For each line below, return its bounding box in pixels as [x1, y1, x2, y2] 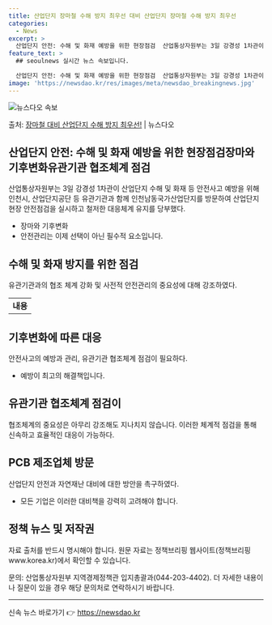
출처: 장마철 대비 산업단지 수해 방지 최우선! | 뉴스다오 [8, 119, 175, 130]
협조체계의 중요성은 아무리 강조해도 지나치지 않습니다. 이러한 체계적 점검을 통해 [8, 419, 257, 429]
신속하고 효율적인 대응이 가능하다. [8, 430, 115, 440]
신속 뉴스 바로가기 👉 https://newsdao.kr [8, 607, 141, 617]
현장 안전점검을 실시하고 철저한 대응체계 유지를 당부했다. [8, 204, 186, 214]
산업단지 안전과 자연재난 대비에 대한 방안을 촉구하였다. [8, 478, 180, 488]
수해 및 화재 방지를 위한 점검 [8, 257, 139, 271]
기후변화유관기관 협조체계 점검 [8, 161, 151, 175]
